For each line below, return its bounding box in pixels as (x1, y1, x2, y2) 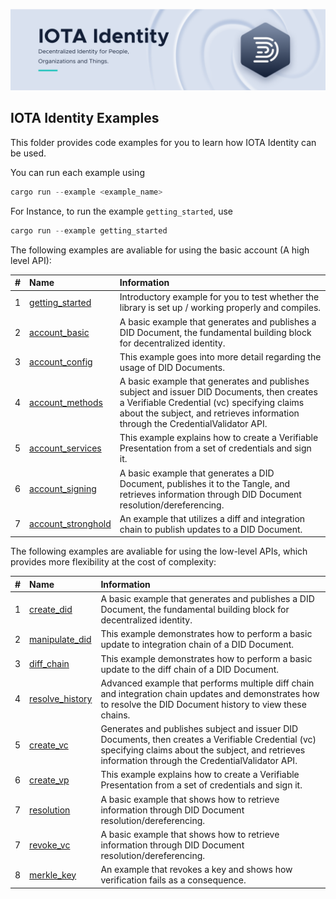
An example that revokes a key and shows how (100, 864, 293, 875)
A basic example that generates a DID (119, 467, 275, 479)
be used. (10, 147, 47, 159)
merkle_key (29, 869, 77, 881)
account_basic (29, 326, 90, 338)
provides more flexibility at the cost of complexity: (10, 556, 217, 568)
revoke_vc (29, 839, 71, 851)
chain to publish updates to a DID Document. (119, 523, 303, 535)
